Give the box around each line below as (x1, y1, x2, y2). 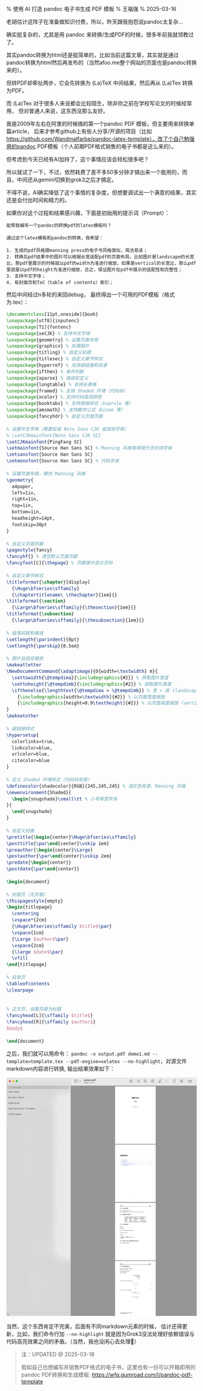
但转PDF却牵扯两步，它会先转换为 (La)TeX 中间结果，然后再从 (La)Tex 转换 (6, 79, 193, 86)
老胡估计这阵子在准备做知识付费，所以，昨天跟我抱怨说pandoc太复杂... (6, 18, 183, 25)
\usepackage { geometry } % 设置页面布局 (6, 337, 98, 343)
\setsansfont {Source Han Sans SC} (6, 452, 94, 458)
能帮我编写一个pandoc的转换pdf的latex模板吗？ (6, 222, 112, 229)
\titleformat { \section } (6, 598, 66, 605)
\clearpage (6, 987, 34, 993)
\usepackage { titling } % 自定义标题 (6, 349, 92, 355)
